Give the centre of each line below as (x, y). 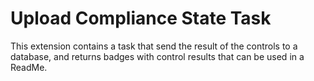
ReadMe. (29, 67)
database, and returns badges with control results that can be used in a (157, 56)
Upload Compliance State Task (141, 18)
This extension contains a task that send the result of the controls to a (154, 46)
